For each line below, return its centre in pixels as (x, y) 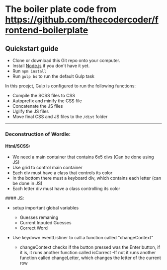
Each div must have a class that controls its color (62, 173)
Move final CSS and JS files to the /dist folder (60, 117)
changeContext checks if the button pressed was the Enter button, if (90, 247)
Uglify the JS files (30, 111)
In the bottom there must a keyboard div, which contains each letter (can (87, 178)
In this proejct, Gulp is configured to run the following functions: (70, 86)
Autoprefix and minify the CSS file (47, 101)
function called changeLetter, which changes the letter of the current (90, 258)
